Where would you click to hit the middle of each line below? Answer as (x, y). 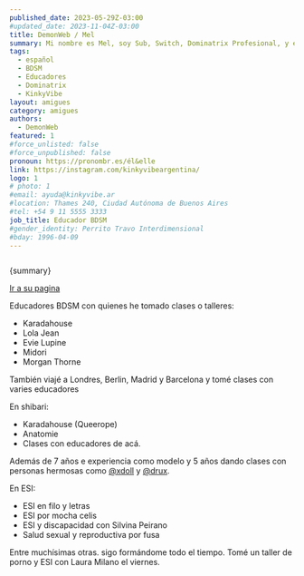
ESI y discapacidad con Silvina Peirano (95, 525)
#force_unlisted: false (54, 144)
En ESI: (23, 488)
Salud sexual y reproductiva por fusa (91, 535)
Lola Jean (41, 333)
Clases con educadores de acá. (81, 444)
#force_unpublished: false (60, 152)
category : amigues (44, 111)
